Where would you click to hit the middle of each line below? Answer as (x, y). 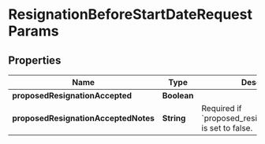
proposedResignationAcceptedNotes (84, 118)
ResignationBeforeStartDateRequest (130, 15)
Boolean (178, 96)
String (174, 118)
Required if (222, 108)
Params (34, 31)
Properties (35, 60)
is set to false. (227, 128)
